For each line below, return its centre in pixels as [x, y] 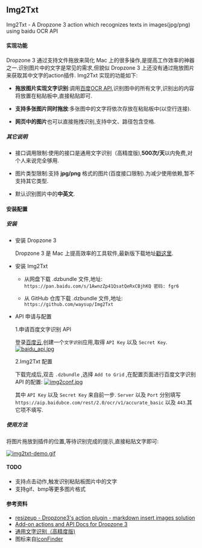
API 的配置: [29, 381]
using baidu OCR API [32, 31]
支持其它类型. [32, 180]
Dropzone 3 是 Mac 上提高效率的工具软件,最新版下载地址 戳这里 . [94, 253]
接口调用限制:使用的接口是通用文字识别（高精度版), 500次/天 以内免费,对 [104, 153]
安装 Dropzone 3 [36, 240]
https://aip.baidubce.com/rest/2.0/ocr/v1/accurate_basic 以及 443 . [101, 402]
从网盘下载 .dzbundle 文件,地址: [63, 279]
